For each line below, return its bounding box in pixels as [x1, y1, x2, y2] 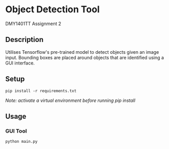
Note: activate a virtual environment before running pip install [5, 97, 136, 103]
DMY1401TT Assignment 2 [5, 20, 61, 27]
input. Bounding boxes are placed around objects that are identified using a [5, 54, 164, 60]
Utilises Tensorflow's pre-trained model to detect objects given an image [5, 49, 159, 55]
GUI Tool [5, 127, 27, 134]
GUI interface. [5, 60, 35, 66]
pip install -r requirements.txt [5, 88, 77, 93]
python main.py [5, 139, 38, 144]
